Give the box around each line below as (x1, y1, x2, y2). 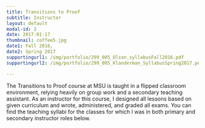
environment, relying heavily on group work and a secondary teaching (6, 88, 183, 96)
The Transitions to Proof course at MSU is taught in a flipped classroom (6, 82, 186, 89)
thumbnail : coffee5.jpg (6, 37, 67, 43)
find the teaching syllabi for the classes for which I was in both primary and (6, 108, 196, 115)
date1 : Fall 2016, (6, 43, 53, 49)
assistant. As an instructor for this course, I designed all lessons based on (6, 95, 192, 102)
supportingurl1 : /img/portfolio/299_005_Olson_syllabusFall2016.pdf (6, 54, 184, 60)
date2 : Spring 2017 (6, 49, 56, 55)
